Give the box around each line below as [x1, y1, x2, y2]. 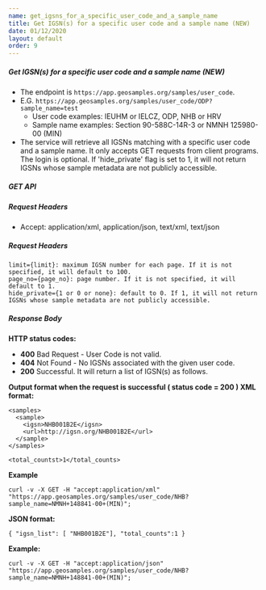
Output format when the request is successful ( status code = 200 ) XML [8, 382, 256, 392]
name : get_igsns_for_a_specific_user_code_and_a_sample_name [8, 11, 218, 20]
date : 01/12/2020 [8, 27, 67, 35]
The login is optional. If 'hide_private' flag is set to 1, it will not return [19, 154, 247, 164]
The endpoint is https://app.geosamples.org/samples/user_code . [19, 87, 235, 97]
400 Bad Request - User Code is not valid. [19, 349, 162, 360]
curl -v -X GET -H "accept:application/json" [8, 559, 164, 568]
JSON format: [8, 514, 56, 524]
